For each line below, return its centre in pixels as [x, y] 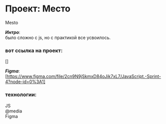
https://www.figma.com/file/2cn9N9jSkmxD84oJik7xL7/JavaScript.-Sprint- [84, 76]
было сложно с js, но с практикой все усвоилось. [58, 37]
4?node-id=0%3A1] [25, 82]
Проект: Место [38, 9]
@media [14, 111]
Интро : [13, 32]
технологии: [21, 94]
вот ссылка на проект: [34, 50]
